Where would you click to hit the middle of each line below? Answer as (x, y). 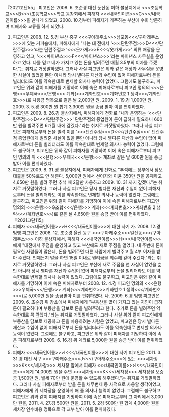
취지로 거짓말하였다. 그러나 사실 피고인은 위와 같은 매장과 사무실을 (90, 69)
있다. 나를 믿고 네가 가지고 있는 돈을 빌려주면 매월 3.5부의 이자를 (85, 62)
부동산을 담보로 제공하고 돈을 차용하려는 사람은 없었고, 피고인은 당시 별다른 (86, 321)
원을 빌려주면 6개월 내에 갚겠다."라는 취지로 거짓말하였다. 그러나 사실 (85, 125)
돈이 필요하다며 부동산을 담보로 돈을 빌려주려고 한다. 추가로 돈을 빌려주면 (84, 308)
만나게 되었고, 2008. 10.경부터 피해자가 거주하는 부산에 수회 (90, 20)
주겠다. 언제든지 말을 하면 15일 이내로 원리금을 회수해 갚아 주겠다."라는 (87, 258)
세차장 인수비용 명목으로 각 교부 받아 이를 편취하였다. (64, 409)
